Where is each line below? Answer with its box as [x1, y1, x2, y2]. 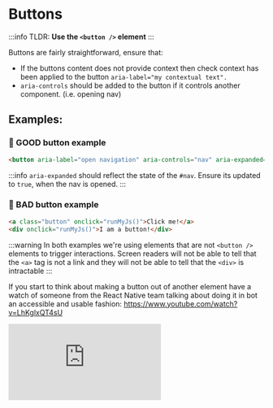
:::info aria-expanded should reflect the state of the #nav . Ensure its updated [8, 170, 262, 180]
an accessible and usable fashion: [8, 298, 123, 309]
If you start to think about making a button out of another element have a [8, 281, 252, 291]
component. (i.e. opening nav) [19, 89, 122, 98]
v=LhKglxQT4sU [8, 307, 63, 317]
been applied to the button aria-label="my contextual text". [19, 72, 227, 81]
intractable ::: [8, 266, 53, 276]
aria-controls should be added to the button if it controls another [19, 80, 241, 90]
